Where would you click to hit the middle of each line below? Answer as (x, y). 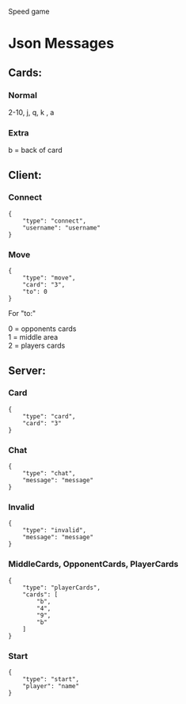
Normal (23, 95)
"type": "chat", (49, 474)
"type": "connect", (55, 221)
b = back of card (36, 150)
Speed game (29, 11)
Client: (25, 175)
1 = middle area (33, 337)
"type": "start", (51, 679)
